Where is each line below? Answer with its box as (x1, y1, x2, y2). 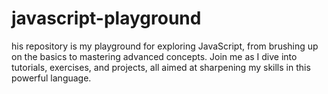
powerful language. (11, 72, 92, 84)
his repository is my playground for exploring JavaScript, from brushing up (11, 40, 319, 52)
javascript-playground (11, 7, 202, 30)
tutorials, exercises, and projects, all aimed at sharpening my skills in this (11, 61, 311, 73)
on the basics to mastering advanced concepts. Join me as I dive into (11, 50, 298, 62)
